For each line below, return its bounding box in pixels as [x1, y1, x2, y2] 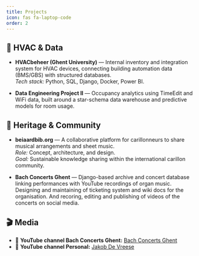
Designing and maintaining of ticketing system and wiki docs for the [14, 186, 184, 194]
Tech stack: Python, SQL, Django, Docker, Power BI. [14, 78, 145, 85]
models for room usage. [14, 102, 75, 110]
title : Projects [6, 8, 47, 15]
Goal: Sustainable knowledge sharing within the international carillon [14, 156, 186, 162]
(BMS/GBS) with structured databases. [14, 71, 112, 79]
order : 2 [6, 20, 28, 26]
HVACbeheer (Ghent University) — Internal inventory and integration [14, 59, 188, 66]
